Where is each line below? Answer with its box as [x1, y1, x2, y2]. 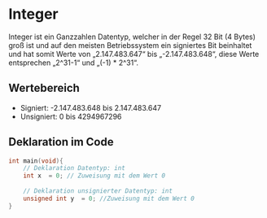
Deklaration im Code [8, 135, 114, 149]
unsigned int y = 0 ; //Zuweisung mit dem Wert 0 [23, 194, 195, 203]
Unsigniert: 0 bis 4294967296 [20, 111, 122, 121]
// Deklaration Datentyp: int [23, 164, 126, 172]
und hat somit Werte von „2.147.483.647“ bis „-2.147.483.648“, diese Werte [8, 49, 260, 59]
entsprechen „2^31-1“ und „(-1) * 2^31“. [8, 58, 138, 68]
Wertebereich [8, 81, 80, 95]
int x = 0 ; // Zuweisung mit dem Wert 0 [23, 172, 165, 180]
